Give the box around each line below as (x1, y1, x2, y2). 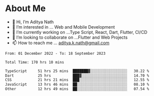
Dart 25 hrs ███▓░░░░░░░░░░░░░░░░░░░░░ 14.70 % (5, 73, 150, 78)
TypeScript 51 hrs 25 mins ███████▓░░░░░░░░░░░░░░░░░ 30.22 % (5, 68, 150, 73)
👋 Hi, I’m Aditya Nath (12, 19, 54, 25)
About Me (5, 3, 46, 14)
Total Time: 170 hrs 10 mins (5, 60, 64, 64)
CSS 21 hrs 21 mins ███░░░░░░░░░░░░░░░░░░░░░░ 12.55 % (5, 78, 150, 82)
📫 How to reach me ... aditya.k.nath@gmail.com (12, 40, 110, 46)
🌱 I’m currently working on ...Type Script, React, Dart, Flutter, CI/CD (12, 29, 148, 35)
